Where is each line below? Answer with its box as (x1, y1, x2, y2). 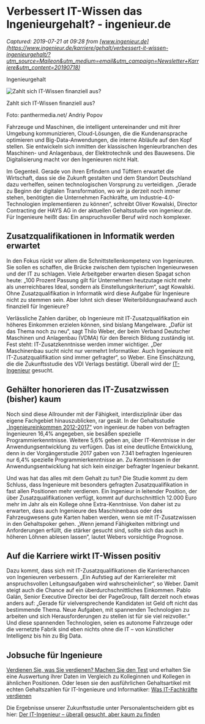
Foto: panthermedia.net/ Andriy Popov (6, 111, 103, 118)
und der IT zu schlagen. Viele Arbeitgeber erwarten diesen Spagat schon (6, 270, 191, 277)
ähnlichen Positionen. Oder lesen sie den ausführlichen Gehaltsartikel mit (6, 679, 191, 687)
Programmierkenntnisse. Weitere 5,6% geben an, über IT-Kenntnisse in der (6, 436, 196, 444)
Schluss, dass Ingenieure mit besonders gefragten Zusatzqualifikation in (6, 480, 188, 488)
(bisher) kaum (6, 394, 61, 404)
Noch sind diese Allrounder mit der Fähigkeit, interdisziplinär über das (6, 410, 182, 418)
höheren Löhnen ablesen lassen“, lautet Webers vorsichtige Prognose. (6, 533, 184, 541)
